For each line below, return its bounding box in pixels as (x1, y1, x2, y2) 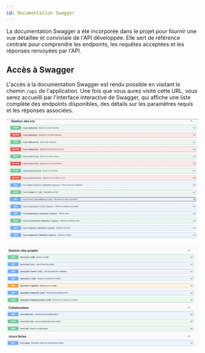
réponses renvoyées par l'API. (6, 46, 82, 54)
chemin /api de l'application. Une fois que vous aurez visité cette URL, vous (6, 87, 198, 95)
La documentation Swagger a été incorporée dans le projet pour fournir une (6, 28, 197, 35)
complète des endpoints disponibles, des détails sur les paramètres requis (6, 100, 193, 108)
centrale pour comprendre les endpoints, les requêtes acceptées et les (6, 40, 185, 48)
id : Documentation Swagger (6, 10, 75, 16)
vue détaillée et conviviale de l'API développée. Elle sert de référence (6, 34, 181, 41)
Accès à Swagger (6, 65, 74, 75)
